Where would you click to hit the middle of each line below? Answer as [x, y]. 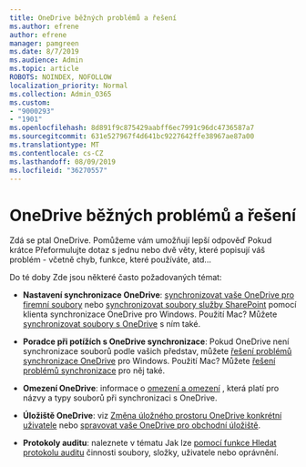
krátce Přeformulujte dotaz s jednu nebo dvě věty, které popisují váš [138, 250]
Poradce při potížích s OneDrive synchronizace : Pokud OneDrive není [156, 341]
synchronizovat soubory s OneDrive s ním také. [112, 324]
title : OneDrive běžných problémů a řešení [93, 18]
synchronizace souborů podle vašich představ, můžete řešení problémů [157, 351]
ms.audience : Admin [46, 60]
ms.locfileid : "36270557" [58, 170]
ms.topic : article [44, 69]
